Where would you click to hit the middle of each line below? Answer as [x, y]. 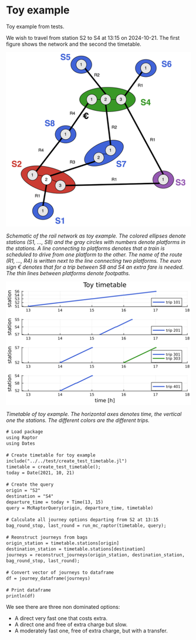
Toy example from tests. [35, 26]
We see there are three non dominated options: [63, 607]
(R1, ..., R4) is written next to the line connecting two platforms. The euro [94, 261]
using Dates [21, 443]
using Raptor [22, 438]
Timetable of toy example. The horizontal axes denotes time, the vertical [94, 414]
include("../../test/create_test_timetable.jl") [67, 461]
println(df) [21, 596]
